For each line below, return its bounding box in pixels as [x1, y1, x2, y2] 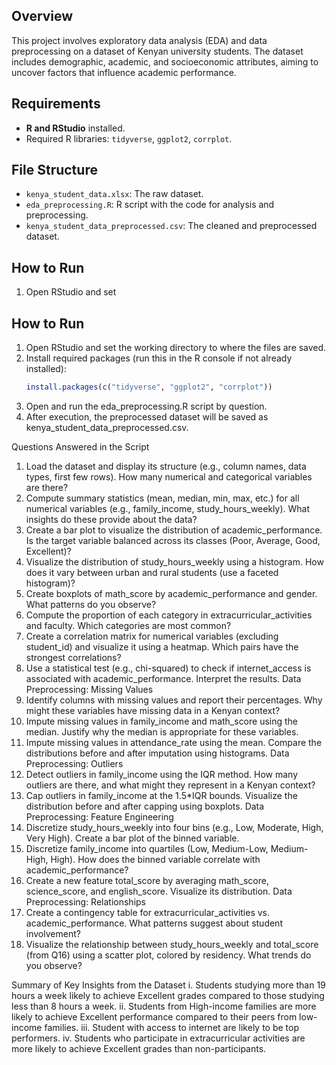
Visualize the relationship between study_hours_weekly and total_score [25, 938, 319, 950]
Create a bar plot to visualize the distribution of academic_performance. [25, 524, 323, 536]
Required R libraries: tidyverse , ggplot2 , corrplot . [25, 132, 233, 144]
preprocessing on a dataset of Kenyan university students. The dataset [11, 45, 304, 57]
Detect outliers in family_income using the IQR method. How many [25, 768, 298, 780]
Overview [11, 8, 74, 25]
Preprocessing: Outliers [25, 757, 124, 769]
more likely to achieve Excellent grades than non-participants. [11, 1042, 267, 1054]
